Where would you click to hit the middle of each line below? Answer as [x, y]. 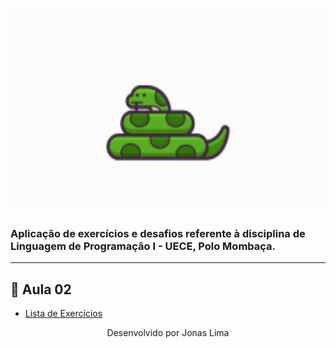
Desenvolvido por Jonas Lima [168, 333]
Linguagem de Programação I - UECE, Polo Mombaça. [143, 246]
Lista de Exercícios [63, 314]
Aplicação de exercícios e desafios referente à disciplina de [158, 234]
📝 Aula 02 [41, 289]
